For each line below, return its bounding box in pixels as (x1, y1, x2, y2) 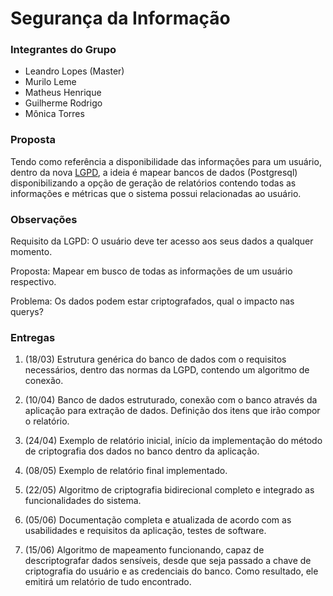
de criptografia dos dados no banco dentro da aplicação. (24, 445, 260, 457)
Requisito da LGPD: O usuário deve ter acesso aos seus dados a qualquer (10, 235, 314, 247)
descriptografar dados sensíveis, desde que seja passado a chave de (24, 555, 312, 567)
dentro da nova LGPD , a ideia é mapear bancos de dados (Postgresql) (10, 166, 298, 178)
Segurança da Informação (10, 7, 231, 30)
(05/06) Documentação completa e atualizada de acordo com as (24, 514, 292, 526)
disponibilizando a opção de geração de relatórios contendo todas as (10, 177, 297, 189)
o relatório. (24, 415, 70, 427)
